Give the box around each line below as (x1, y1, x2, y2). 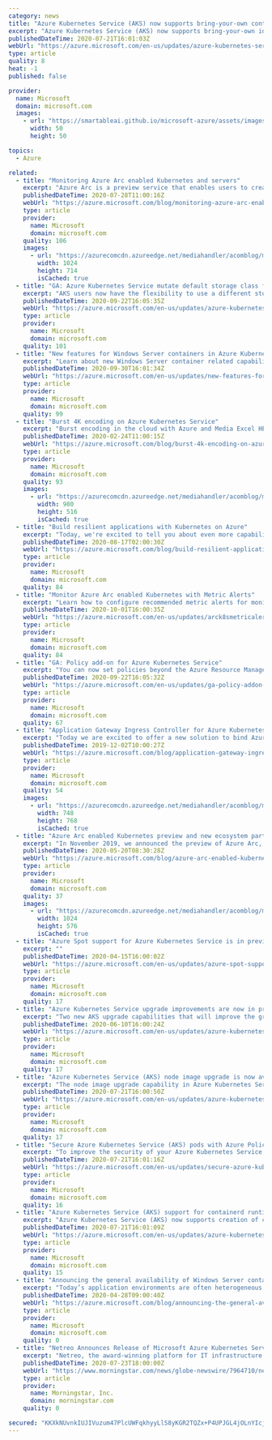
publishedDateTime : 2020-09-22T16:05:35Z (23, 297, 164, 305)
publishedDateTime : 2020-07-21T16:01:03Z (8, 34, 151, 43)
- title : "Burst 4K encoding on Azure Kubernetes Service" (15, 417, 219, 425)
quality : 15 (23, 1269, 63, 1277)
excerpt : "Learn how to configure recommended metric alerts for (23, 598, 249, 606)
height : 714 (37, 267, 79, 275)
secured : (8, 1419, 38, 1427)
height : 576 (37, 922, 79, 930)
